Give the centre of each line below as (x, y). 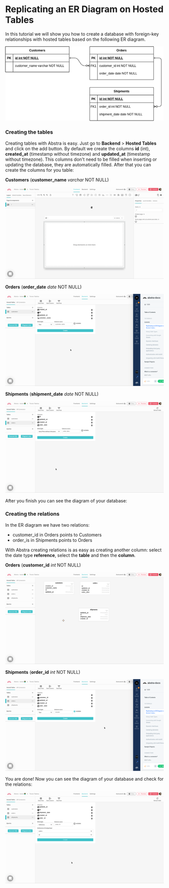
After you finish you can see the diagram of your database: (66, 501)
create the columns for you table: (39, 170)
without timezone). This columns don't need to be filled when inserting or (81, 159)
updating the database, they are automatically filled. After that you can (78, 164)
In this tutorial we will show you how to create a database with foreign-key (82, 34)
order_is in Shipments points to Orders (52, 540)
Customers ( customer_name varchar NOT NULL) (57, 179)
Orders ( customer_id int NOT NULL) (43, 565)
